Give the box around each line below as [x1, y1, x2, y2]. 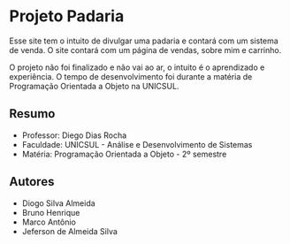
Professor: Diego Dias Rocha [21, 130, 127, 141]
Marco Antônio [21, 217, 77, 227]
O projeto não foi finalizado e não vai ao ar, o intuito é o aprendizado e [9, 62, 265, 72]
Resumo [9, 106, 56, 121]
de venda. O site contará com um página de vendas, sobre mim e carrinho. [9, 44, 282, 55]
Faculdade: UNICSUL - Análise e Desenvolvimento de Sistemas [21, 139, 253, 149]
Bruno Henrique [21, 207, 80, 217]
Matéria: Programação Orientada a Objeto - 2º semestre [21, 149, 227, 159]
